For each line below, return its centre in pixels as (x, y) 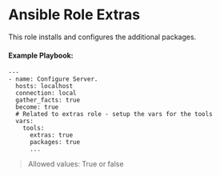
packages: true (55, 142)
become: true (37, 107)
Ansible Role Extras (74, 15)
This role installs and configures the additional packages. (102, 37)
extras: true (51, 135)
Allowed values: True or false (76, 164)
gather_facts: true (48, 100)
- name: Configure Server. (53, 79)
